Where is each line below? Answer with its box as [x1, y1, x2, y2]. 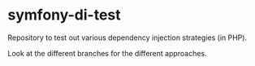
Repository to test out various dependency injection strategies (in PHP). [7, 33, 248, 42]
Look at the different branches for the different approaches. [7, 48, 208, 58]
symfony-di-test [7, 6, 121, 24]
